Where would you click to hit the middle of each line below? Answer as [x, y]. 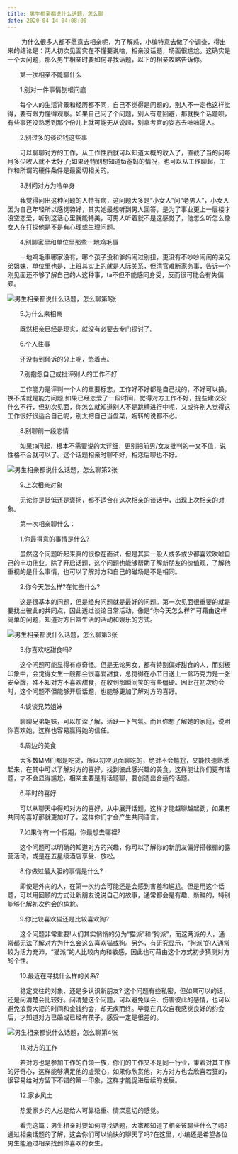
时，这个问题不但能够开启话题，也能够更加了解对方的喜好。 [94, 691]
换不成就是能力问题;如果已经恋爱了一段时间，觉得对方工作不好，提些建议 [114, 398]
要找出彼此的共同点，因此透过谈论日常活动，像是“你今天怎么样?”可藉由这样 [117, 610]
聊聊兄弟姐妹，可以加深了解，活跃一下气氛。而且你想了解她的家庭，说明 [125, 721]
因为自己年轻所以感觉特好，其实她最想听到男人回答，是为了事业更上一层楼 [116, 209]
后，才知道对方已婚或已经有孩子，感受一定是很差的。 [85, 1017]
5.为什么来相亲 [41, 313]
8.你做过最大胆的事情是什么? [61, 871]
